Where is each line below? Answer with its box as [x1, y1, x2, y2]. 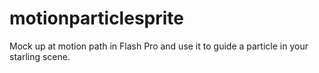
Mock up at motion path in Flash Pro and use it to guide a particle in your [9, 40, 309, 52]
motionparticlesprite [9, 7, 184, 30]
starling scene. [9, 50, 71, 62]
